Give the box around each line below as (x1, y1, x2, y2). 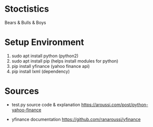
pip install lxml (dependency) (11, 68, 70, 74)
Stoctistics (4, 3, 49, 15)
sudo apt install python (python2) (11, 53, 79, 59)
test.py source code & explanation (11, 102, 80, 107)
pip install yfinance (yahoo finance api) (11, 63, 90, 69)
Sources (4, 85, 39, 97)
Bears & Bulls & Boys (4, 20, 46, 25)
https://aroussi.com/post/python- (81, 102, 149, 107)
